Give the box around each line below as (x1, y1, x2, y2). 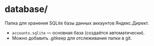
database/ (4, 3, 48, 15)
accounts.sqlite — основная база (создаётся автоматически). (11, 29, 145, 35)
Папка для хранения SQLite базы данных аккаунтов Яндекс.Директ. (4, 20, 149, 26)
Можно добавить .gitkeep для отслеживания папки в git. (11, 35, 132, 41)
